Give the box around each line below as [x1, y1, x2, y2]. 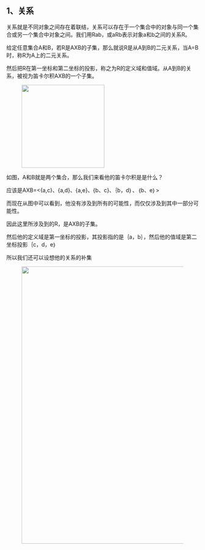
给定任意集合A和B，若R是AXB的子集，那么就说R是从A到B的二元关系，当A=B [6, 43, 199, 51]
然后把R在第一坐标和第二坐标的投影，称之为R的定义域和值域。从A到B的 [6, 64, 186, 72]
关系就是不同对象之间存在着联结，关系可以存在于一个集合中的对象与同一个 [6, 23, 193, 31]
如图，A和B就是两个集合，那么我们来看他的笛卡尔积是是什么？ [6, 173, 164, 180]
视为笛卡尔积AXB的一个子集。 [22, 72, 98, 80]
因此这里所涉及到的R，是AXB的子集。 [6, 220, 101, 228]
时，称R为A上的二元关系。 [6, 51, 73, 59]
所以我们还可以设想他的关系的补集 [6, 253, 92, 261]
